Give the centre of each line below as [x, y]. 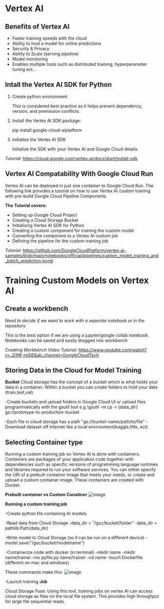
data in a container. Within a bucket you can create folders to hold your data [81, 387]
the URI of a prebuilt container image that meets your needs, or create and [80, 475]
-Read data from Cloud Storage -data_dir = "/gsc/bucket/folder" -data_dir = [81, 523]
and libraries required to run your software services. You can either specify [81, 470]
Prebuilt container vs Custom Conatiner [46, 495]
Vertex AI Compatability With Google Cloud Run [79, 174]
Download [15, 427]
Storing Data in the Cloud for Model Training [73, 370]
